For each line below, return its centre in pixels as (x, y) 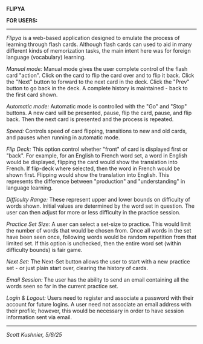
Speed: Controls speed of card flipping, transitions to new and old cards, (97, 131)
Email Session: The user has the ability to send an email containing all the (98, 280)
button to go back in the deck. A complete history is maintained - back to (97, 88)
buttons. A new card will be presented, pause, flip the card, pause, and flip (99, 113)
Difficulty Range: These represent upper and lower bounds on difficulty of (98, 200)
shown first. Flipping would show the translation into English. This (88, 175)
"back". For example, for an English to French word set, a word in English (97, 156)
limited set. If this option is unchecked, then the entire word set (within (94, 243)
